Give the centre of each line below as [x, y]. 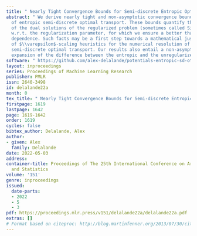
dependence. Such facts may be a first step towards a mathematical [97, 39]
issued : [16, 186]
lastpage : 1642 [25, 110]
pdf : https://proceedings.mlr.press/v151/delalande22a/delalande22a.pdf [97, 213]
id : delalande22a [27, 88]
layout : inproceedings [34, 66]
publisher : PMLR [26, 77]
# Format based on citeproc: [42, 224]
